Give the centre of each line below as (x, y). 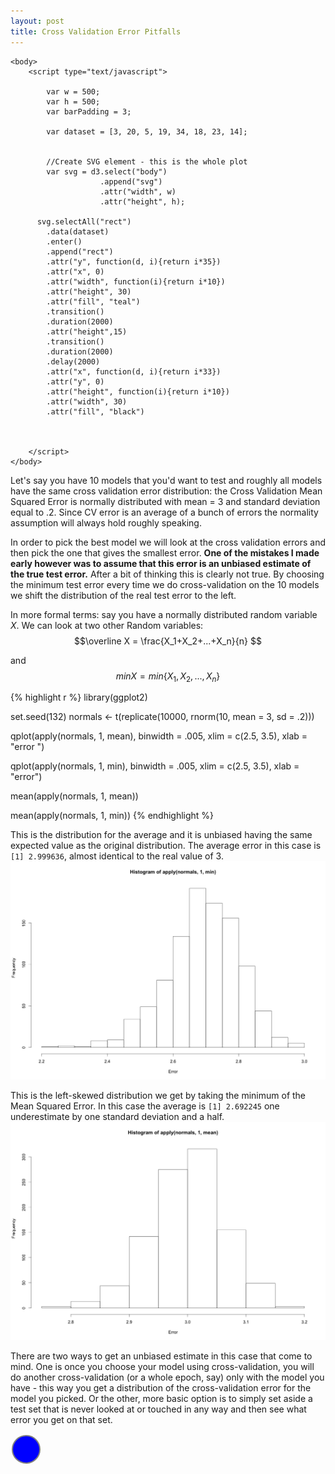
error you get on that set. (61, 1420)
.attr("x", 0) (75, 271)
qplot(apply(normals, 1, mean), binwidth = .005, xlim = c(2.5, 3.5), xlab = (159, 736)
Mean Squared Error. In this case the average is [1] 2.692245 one (145, 1106)
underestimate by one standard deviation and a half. (117, 1117)
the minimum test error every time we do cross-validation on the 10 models (165, 584)
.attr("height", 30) (89, 291)
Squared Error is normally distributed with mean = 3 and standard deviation (165, 501)
